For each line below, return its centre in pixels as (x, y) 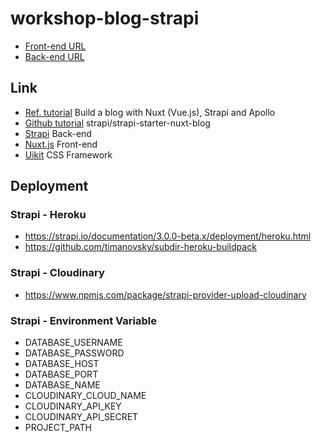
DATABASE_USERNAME (73, 343)
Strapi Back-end (58, 133)
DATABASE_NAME (62, 385)
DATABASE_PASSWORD (74, 353)
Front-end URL (55, 46)
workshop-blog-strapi (105, 18)
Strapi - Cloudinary (57, 273)
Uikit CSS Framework (68, 154)
